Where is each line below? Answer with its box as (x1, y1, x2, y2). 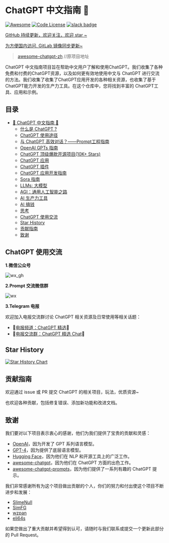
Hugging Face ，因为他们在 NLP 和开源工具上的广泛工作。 (12, 454, 132, 459)
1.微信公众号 (5, 262, 31, 268)
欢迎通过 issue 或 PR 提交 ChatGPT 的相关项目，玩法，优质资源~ (5, 389, 139, 395)
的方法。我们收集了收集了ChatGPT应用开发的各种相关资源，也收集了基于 (5, 76, 156, 82)
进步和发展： (5, 489, 32, 495)
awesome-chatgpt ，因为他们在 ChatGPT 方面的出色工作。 (12, 460, 134, 466)
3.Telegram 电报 (5, 303, 40, 309)
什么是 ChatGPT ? (20, 126, 57, 132)
